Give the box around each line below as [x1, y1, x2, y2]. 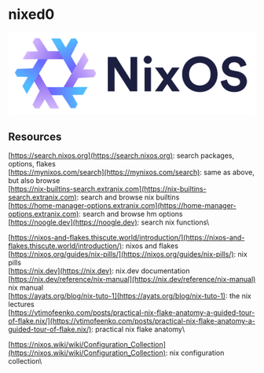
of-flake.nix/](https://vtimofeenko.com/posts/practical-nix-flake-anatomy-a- [8, 316, 255, 326]
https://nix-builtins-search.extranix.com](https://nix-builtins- [10, 185, 207, 194]
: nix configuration [165, 348, 225, 358]
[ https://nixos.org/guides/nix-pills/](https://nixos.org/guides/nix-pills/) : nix [8, 250, 247, 259]
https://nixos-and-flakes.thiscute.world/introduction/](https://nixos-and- [10, 233, 245, 243]
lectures [8, 300, 35, 309]
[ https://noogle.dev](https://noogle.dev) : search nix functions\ [8, 218, 210, 227]
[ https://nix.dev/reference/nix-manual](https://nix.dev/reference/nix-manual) [8, 275, 256, 284]
